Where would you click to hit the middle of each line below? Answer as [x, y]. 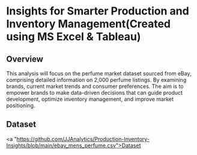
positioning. [21, 106]
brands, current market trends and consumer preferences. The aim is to [95, 86]
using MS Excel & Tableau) [74, 37]
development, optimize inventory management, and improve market [90, 99]
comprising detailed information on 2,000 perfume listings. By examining [96, 80]
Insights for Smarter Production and [98, 11]
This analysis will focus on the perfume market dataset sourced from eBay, [99, 73]
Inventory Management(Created [89, 24]
